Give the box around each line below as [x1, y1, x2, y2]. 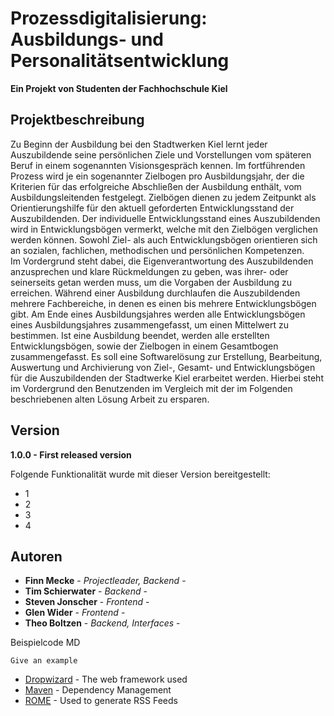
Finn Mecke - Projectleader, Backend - [24, 575, 187, 587]
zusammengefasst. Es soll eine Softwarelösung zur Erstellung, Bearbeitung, [10, 350, 323, 362]
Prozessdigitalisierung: [10, 7, 208, 30]
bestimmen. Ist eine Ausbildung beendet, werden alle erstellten [10, 329, 270, 341]
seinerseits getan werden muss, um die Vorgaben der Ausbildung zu [10, 276, 293, 288]
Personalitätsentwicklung [10, 50, 230, 72]
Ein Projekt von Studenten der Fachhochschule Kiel [10, 82, 228, 94]
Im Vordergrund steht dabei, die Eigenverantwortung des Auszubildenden [10, 255, 314, 267]
